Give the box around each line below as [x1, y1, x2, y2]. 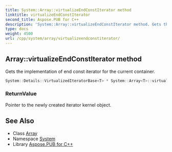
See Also [5, 117, 34, 125]
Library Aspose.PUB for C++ [12, 141, 73, 147]
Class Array [12, 130, 37, 136]
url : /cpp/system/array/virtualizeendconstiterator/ [5, 36, 120, 41]
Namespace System [12, 136, 55, 142]
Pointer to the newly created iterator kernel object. [5, 102, 112, 108]
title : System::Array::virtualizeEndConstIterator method [5, 7, 132, 13]
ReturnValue [5, 90, 37, 97]
